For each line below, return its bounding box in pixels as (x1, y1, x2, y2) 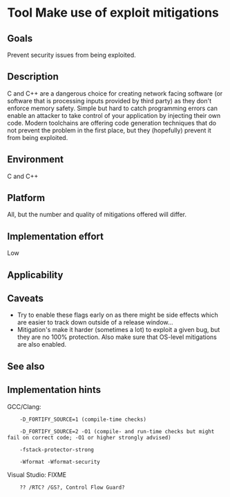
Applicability (7, 269, 64, 281)
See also (7, 360, 45, 372)
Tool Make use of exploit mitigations (7, 5, 219, 21)
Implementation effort (7, 230, 104, 242)
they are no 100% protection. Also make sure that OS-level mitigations (17, 333, 218, 341)
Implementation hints (7, 384, 102, 396)
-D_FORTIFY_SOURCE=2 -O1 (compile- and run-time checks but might (19, 428, 215, 435)
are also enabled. (17, 340, 67, 349)
